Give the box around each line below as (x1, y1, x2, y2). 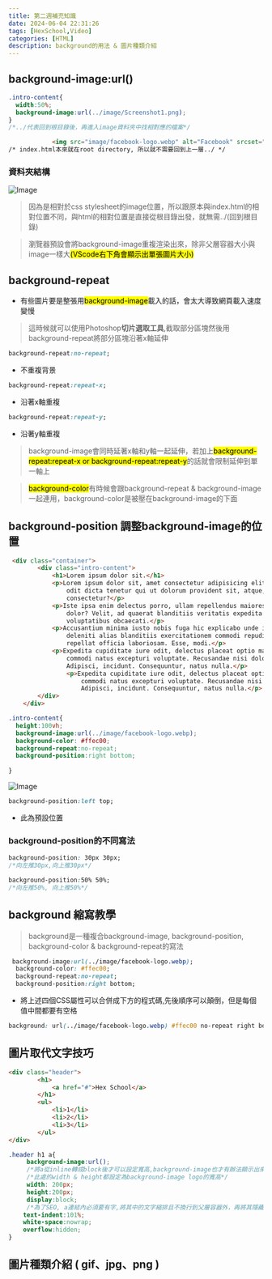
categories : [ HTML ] (8, 34, 74, 43)
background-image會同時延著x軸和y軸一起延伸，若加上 (28, 446, 215, 456)
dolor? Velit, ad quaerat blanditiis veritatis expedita (66, 609, 263, 618)
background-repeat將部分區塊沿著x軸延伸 (28, 334, 168, 343)
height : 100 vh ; (15, 721, 63, 729)
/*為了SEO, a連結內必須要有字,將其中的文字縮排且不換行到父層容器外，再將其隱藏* (26, 1203, 268, 1211)
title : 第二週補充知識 (8, 11, 77, 20)
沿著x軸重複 (19, 397, 61, 406)
